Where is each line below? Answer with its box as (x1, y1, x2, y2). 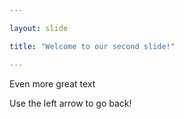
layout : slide (9, 23, 69, 33)
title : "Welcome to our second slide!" (9, 41, 176, 51)
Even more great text (9, 77, 96, 90)
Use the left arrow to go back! (9, 97, 132, 109)
